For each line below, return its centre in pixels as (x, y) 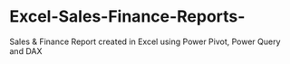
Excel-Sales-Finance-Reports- (127, 17)
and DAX (26, 50)
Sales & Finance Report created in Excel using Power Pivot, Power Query (145, 41)
